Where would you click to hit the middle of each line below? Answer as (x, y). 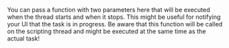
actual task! (23, 39)
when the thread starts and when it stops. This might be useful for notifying (114, 17)
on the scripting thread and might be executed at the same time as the (107, 31)
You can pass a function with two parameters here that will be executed (109, 10)
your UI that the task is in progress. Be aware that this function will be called (115, 24)
